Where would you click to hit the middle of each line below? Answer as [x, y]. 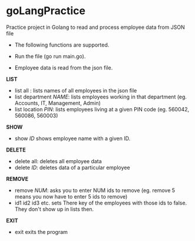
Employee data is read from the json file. [64, 67]
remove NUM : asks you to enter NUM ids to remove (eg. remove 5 [95, 190]
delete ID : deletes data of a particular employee [72, 167]
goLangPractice [46, 11]
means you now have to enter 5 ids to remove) [71, 196]
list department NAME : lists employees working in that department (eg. [101, 97]
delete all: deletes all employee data [58, 161]
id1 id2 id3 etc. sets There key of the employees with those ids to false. [101, 203]
